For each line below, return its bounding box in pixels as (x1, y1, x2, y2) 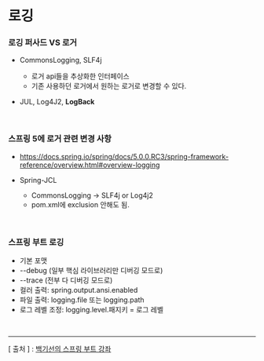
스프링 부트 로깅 (8, 236, 64, 247)
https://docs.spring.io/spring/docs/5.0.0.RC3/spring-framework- (19, 151, 229, 161)
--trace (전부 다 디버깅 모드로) (19, 275, 113, 285)
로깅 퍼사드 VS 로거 (8, 37, 77, 48)
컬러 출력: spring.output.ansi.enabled (19, 286, 138, 295)
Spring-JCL (19, 175, 57, 184)
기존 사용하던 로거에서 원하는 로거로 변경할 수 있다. (31, 82, 187, 91)
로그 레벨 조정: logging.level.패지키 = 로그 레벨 (19, 305, 163, 315)
